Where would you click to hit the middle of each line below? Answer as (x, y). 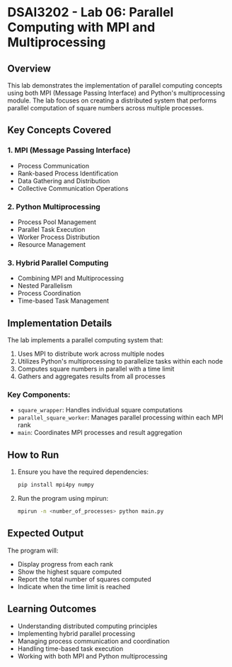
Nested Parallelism (45, 286)
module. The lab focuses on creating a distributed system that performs (112, 100)
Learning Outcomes (52, 609)
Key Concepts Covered (59, 130)
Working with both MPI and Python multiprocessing (92, 656)
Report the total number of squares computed (84, 579)
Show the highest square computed (70, 572)
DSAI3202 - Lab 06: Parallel (91, 12)
